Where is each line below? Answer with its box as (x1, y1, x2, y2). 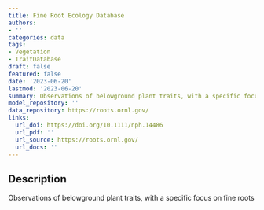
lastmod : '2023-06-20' (8, 84, 82, 93)
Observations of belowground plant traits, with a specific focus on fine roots (8, 193, 255, 203)
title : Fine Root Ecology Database (8, 11, 125, 20)
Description (8, 172, 67, 186)
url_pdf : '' (15, 128, 55, 136)
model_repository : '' (8, 99, 79, 107)
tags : (8, 41, 26, 49)
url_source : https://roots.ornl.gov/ (15, 135, 139, 144)
